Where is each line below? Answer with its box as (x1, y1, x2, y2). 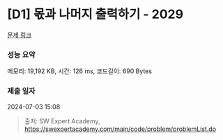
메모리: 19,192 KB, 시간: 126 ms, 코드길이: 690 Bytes (7, 67, 152, 75)
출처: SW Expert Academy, (24, 116, 100, 125)
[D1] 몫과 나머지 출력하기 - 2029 (7, 6, 183, 22)
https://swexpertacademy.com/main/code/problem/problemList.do (24, 125, 217, 133)
